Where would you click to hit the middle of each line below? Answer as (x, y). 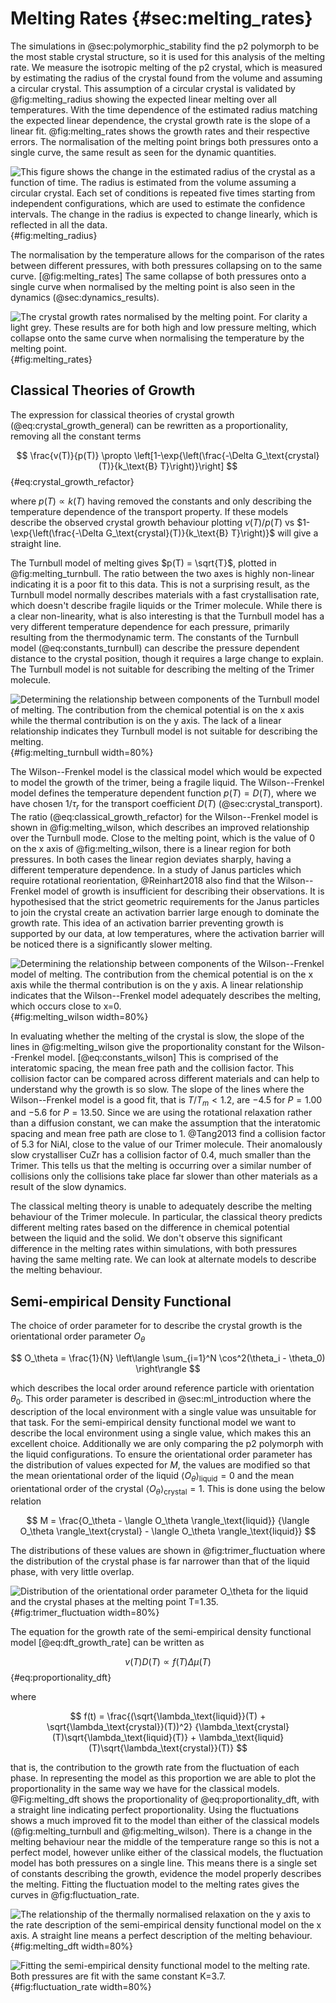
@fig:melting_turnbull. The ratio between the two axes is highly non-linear (162, 573)
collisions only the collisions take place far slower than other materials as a (164, 1176)
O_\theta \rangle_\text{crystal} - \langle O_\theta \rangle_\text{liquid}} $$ (168, 1531)
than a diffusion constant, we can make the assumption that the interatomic (166, 1123)
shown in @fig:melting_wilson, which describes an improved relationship (160, 827)
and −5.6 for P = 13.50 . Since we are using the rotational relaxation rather (161, 1113)
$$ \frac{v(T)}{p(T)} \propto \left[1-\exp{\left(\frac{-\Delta (135, 455)
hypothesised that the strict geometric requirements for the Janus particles (165, 901)
